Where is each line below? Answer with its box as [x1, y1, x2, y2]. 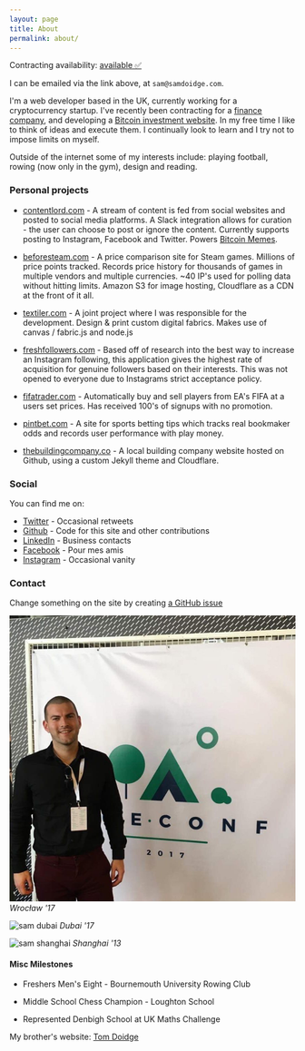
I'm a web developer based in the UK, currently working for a [9, 95, 238, 106]
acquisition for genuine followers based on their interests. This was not [22, 363, 289, 374]
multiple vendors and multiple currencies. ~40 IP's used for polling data [22, 270, 291, 281]
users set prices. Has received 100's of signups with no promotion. [22, 400, 273, 411]
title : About [9, 24, 59, 34]
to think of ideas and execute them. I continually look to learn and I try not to [9, 124, 295, 135]
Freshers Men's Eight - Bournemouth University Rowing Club [22, 978, 251, 989]
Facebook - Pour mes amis [22, 545, 124, 555]
